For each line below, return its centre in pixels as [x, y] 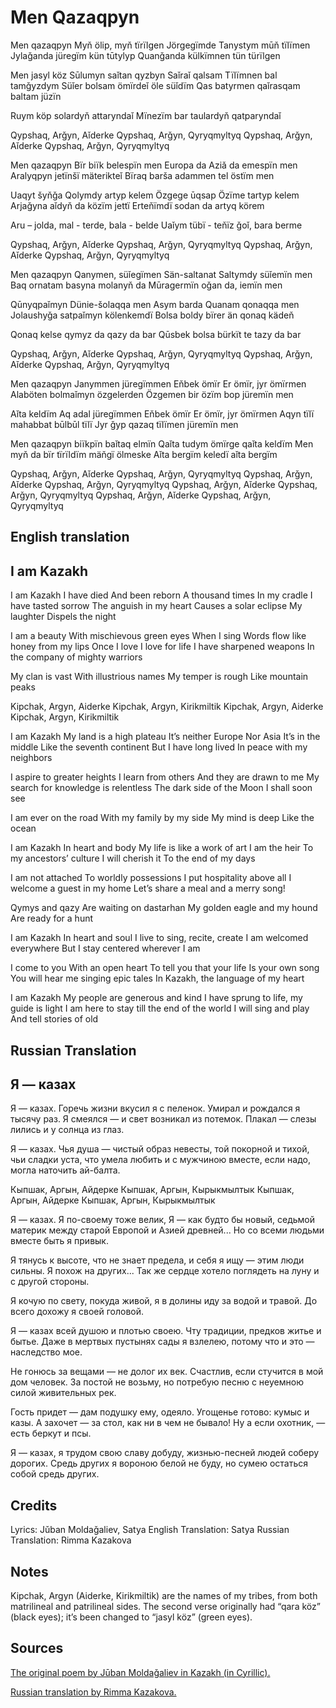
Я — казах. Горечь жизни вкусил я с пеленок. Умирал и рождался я [155, 1108]
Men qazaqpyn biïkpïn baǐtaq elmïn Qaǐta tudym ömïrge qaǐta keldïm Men [162, 443]
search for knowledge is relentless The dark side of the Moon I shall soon [161, 788]
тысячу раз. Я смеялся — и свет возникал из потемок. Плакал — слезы [163, 1119]
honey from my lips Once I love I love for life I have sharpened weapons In [162, 647]
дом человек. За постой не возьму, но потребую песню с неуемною [157, 1382]
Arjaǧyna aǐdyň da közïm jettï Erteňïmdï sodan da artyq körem [137, 205]
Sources [37, 1648]
